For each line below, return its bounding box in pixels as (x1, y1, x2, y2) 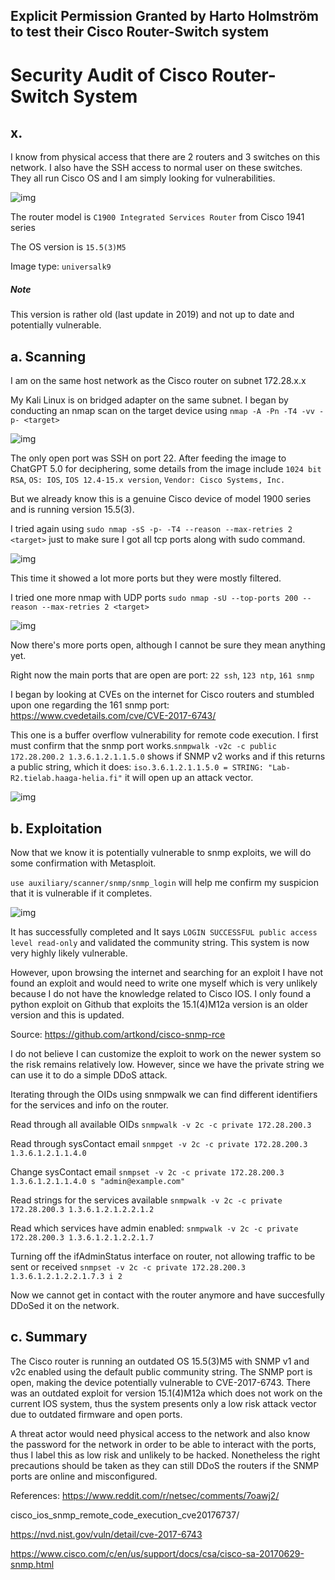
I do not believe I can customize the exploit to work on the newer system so (10, 1047, 322, 1059)
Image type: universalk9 (10, 260, 112, 273)
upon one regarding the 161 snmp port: (10, 699, 170, 711)
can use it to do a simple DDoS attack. (10, 1069, 168, 1081)
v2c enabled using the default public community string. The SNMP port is (10, 1365, 313, 1378)
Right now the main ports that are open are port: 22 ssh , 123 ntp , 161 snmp (10, 669, 315, 681)
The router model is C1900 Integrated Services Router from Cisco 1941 (10, 211, 305, 223)
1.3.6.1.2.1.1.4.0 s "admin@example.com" (10, 1176, 186, 1186)
